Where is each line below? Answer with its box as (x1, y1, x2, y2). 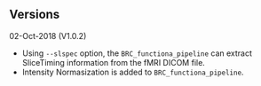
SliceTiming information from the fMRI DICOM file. (21, 57, 206, 67)
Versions (9, 7, 60, 22)
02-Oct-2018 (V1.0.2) (9, 30, 87, 41)
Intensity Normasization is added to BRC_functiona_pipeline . (21, 66, 244, 77)
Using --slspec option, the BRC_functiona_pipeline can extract (21, 48, 253, 59)
